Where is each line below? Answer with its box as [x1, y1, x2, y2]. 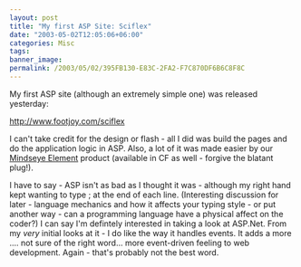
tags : [9, 47, 30, 56]
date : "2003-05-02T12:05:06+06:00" [9, 30, 144, 39]
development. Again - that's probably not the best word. [9, 246, 219, 258]
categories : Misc [9, 38, 75, 48]
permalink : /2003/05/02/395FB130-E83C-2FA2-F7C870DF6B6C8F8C [9, 64, 246, 73]
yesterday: [9, 98, 49, 109]
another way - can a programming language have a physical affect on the [9, 208, 284, 219]
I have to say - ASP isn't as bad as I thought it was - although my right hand [9, 179, 292, 190]
